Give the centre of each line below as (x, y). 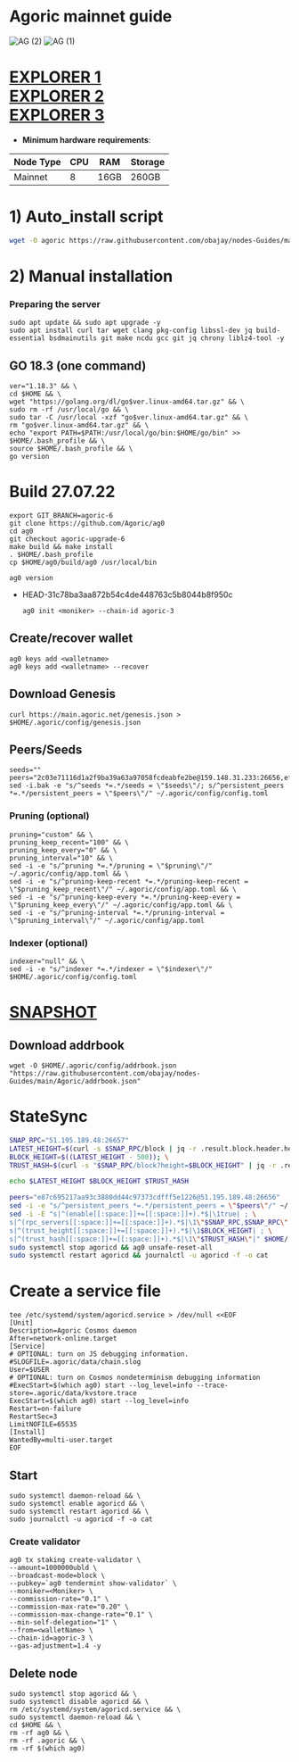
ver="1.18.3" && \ (43, 386)
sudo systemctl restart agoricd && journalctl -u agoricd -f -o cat (139, 1256)
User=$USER (29, 1370)
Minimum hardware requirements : (86, 139)
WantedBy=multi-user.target (61, 1440)
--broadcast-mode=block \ (57, 1576)
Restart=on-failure (45, 1409)
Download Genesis (62, 694)
